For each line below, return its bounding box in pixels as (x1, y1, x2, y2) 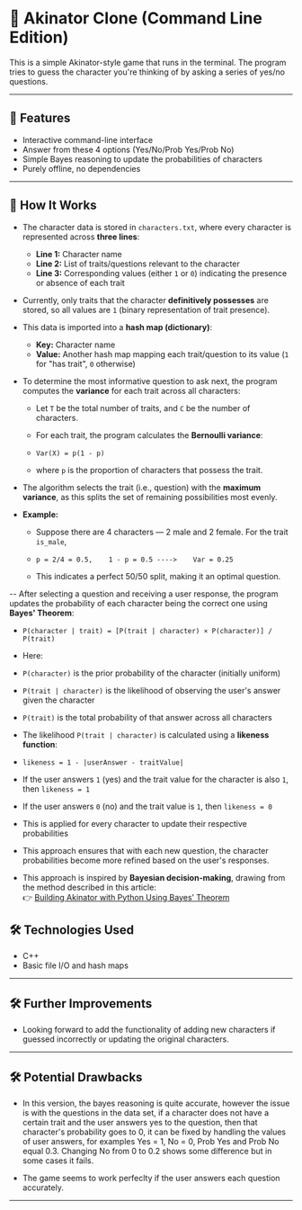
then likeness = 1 (22, 783, 90, 794)
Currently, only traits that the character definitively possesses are (22, 294, 270, 305)
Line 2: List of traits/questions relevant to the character (35, 258, 240, 269)
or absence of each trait (35, 277, 126, 288)
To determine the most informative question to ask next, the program (22, 375, 278, 386)
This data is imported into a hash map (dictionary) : (22, 321, 213, 332)
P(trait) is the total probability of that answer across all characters (22, 712, 272, 722)
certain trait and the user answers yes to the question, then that (22, 1117, 258, 1127)
